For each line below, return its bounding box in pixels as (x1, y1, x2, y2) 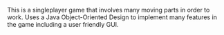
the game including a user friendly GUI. (7, 21, 119, 28)
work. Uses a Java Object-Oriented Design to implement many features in (7, 13, 218, 21)
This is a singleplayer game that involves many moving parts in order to (7, 6, 210, 14)
